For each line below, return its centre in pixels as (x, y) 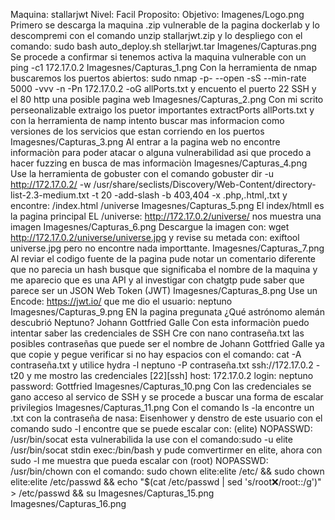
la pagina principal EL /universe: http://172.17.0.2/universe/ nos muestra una (166, 216)
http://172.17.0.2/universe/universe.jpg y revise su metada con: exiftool (155, 237)
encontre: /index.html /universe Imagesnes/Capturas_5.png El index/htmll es (167, 205)
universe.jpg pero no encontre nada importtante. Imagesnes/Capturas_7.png (167, 248)
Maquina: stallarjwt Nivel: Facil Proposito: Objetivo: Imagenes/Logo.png (157, 14)
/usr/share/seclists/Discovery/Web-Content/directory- (205, 184)
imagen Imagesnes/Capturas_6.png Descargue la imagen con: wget (150, 227)
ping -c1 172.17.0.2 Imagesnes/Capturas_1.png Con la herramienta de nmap (164, 67)
